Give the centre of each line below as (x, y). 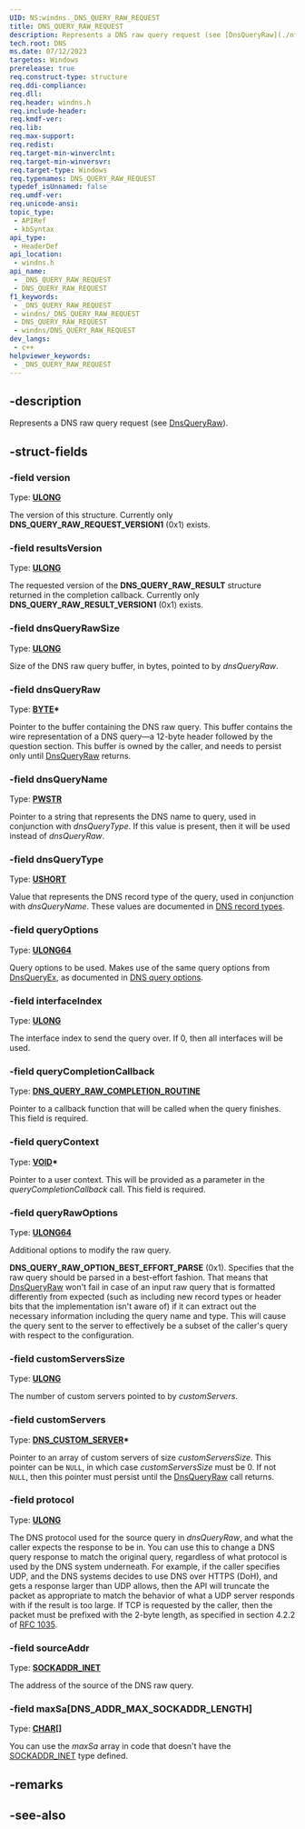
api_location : (36, 255)
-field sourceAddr (49, 1648)
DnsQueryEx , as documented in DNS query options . (107, 977)
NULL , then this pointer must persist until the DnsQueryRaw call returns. (142, 1476)
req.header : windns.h (50, 102)
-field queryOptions (54, 930)
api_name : (28, 272)
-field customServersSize (67, 1358)
